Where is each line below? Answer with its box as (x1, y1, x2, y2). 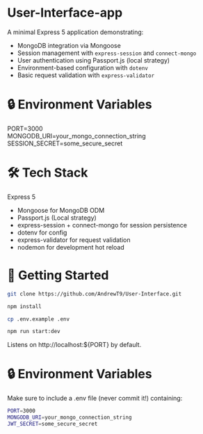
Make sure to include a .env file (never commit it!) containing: (7, 394, 183, 403)
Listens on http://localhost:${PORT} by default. (7, 341, 142, 349)
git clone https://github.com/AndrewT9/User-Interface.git (7, 290, 182, 297)
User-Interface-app (7, 5, 123, 21)
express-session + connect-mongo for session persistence (17, 220, 188, 229)
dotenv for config (17, 228, 67, 236)
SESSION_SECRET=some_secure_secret (7, 139, 123, 147)
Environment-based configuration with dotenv (17, 63, 148, 72)
